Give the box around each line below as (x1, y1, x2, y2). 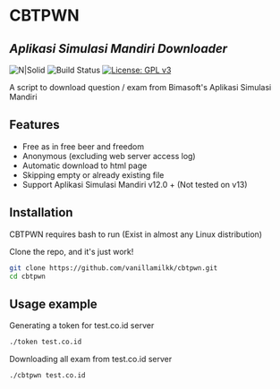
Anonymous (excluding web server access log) (21, 150, 196, 161)
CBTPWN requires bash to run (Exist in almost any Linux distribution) (9, 229, 262, 240)
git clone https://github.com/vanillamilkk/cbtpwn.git (9, 263, 218, 273)
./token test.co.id (9, 337, 82, 347)
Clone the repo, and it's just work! (9, 246, 134, 257)
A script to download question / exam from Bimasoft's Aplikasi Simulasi (9, 82, 272, 92)
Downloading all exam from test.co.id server (9, 354, 173, 365)
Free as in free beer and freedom (21, 140, 145, 152)
